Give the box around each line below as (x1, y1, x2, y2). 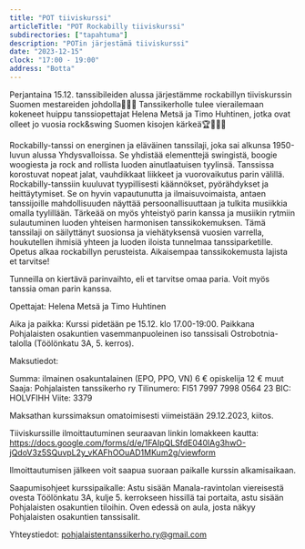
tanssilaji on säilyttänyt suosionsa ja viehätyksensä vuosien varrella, (9, 227, 265, 238)
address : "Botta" (9, 65, 76, 74)
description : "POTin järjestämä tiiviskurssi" (9, 38, 189, 48)
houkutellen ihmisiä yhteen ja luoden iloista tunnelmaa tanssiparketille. (9, 236, 273, 247)
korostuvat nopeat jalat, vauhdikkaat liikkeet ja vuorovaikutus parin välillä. (9, 168, 285, 179)
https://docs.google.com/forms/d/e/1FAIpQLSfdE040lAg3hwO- (9, 437, 247, 448)
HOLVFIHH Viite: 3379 (9, 392, 93, 403)
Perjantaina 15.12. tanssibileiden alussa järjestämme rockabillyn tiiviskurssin (9, 88, 292, 100)
